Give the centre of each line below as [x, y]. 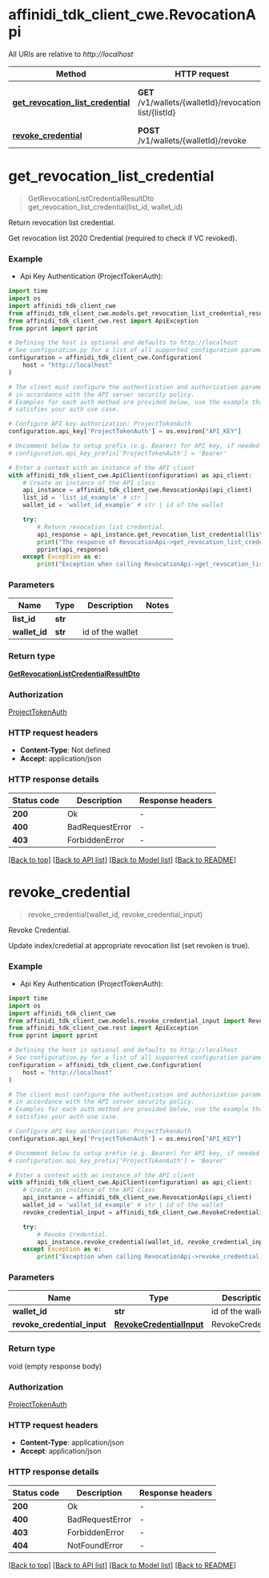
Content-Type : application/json [72, 1442]
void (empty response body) [55, 1366]
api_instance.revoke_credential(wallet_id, [110, 1242]
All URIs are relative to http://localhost [71, 54]
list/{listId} [157, 112]
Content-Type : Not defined [65, 750]
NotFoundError [95, 1545]
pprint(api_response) [73, 550]
